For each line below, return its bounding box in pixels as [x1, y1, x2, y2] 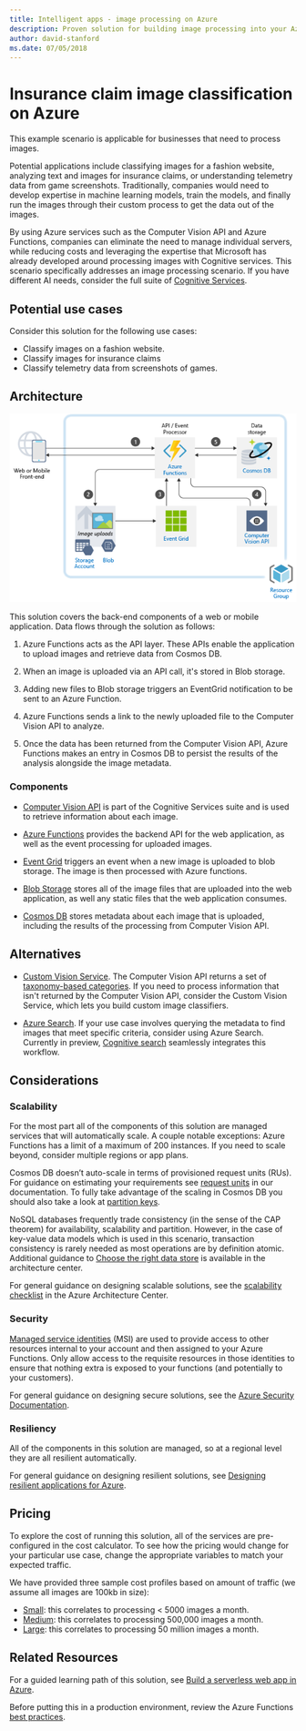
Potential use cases [9, 301, 123, 317]
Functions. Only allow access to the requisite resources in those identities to [9, 1352, 295, 1363]
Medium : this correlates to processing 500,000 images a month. [22, 1614, 264, 1624]
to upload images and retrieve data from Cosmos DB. [22, 648, 223, 659]
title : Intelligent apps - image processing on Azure [9, 15, 219, 24]
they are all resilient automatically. [9, 1452, 138, 1463]
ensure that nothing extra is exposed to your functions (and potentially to [9, 1362, 283, 1373]
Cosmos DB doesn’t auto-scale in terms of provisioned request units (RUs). [9, 1167, 292, 1178]
